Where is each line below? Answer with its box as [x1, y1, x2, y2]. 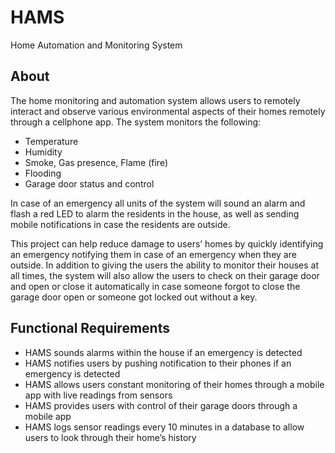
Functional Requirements [10, 320, 170, 337]
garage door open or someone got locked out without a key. [10, 291, 258, 303]
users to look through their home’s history [24, 431, 197, 443]
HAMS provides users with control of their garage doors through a [24, 399, 298, 411]
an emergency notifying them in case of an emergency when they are [10, 248, 297, 260]
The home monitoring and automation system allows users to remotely [10, 94, 301, 106]
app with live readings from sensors [24, 389, 173, 401]
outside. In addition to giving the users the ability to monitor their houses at [10, 259, 319, 271]
